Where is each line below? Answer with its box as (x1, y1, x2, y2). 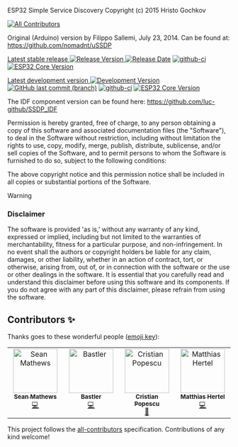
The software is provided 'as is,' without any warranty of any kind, (7, 225, 200, 233)
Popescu (134, 400, 160, 408)
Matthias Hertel (180, 393, 225, 401)
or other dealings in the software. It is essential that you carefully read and (7, 270, 225, 279)
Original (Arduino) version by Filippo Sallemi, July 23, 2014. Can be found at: (7, 33, 230, 42)
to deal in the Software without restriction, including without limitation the (7, 134, 221, 142)
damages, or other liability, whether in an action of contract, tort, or (7, 255, 203, 264)
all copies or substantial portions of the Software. (7, 177, 151, 186)
